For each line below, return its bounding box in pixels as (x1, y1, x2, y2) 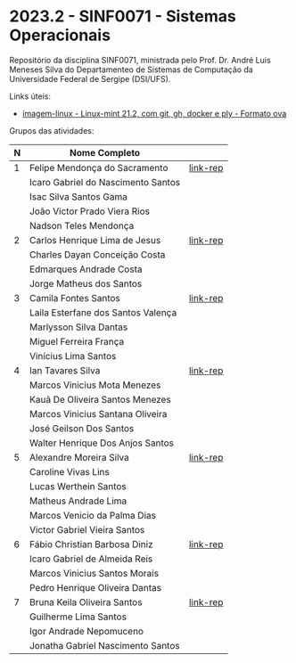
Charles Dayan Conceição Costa (29, 248, 166, 260)
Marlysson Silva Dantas (29, 321, 128, 333)
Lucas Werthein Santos (29, 479, 127, 492)
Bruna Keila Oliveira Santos (29, 595, 143, 608)
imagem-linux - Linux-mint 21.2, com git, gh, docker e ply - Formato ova (21, 108, 287, 119)
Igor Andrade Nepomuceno (29, 625, 144, 637)
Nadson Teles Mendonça (29, 219, 135, 232)
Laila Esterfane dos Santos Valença (29, 306, 177, 318)
